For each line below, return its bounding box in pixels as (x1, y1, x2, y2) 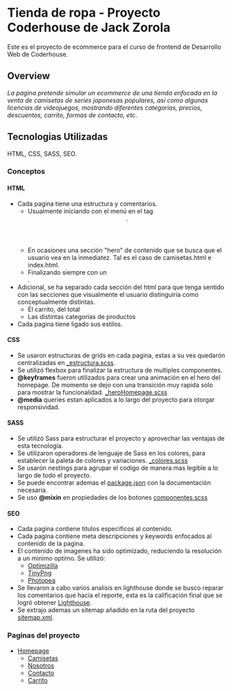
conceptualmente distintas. (17, 298, 96, 306)
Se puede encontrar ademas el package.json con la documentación (17, 478, 211, 487)
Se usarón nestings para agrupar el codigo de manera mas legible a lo (17, 464, 219, 472)
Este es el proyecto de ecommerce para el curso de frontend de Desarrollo (7, 42, 222, 51)
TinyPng (27, 569, 52, 578)
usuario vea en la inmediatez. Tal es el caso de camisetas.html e (27, 253, 212, 261)
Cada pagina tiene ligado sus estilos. (17, 320, 123, 328)
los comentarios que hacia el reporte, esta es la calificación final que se (17, 591, 223, 599)
